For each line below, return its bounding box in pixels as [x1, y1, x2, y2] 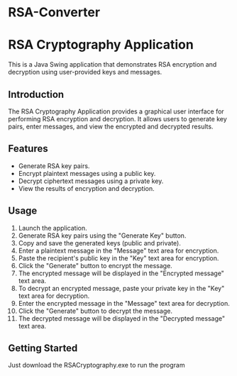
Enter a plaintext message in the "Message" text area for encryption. [18, 246, 219, 255]
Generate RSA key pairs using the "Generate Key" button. [18, 231, 187, 240]
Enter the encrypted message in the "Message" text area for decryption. [18, 299, 230, 307]
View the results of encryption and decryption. [18, 184, 155, 192]
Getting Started [8, 342, 78, 354]
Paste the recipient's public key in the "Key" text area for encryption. [18, 253, 219, 262]
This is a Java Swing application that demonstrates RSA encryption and [8, 60, 217, 69]
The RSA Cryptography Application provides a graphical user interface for [8, 107, 224, 116]
